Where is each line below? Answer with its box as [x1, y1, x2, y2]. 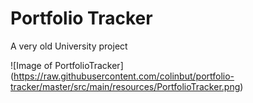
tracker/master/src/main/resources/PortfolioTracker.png [10, 80, 241, 92]
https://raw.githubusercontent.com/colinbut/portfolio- [13, 70, 235, 82]
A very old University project [10, 40, 128, 52]
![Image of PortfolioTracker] [10, 59, 124, 71]
